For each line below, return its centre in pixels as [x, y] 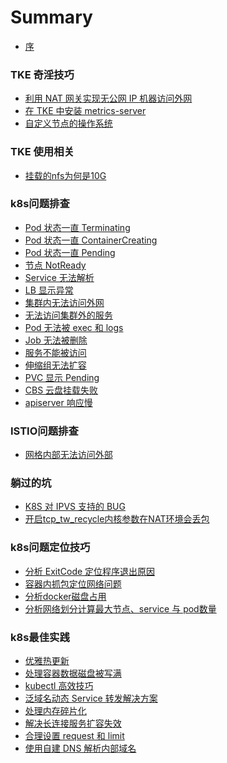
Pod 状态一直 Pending [70, 252]
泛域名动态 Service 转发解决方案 [91, 698]
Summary [51, 17]
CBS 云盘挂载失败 [61, 390]
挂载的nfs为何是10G [65, 175]
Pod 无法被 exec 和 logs [74, 327]
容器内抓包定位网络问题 [73, 583]
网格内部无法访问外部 [68, 455]
